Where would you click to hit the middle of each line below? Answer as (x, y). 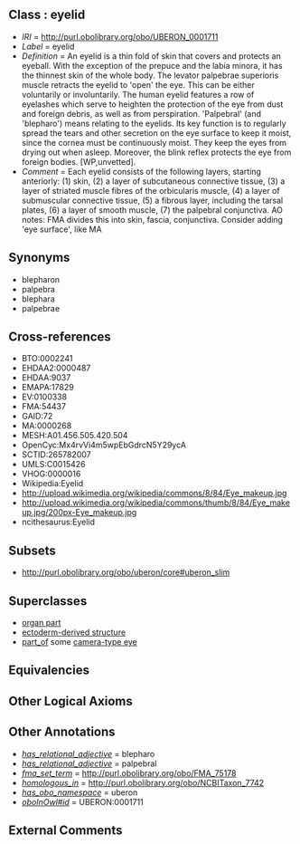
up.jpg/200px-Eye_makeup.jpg (79, 513)
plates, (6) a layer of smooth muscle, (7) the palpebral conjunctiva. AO (152, 210)
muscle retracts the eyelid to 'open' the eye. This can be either (138, 84)
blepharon (41, 279)
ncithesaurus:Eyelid (58, 522)
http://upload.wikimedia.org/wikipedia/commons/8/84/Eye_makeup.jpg (154, 494)
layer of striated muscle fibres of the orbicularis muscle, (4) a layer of (151, 190)
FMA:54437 (44, 407)
